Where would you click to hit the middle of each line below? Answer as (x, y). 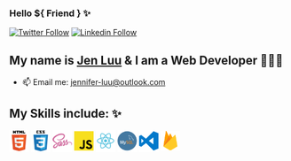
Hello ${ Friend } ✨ (50, 13)
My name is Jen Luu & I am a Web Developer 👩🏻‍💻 (146, 60)
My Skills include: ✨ (66, 113)
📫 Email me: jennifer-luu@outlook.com (94, 82)
